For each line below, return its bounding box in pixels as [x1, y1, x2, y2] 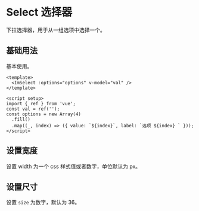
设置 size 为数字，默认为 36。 [6, 198, 80, 206]
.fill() [11, 116, 31, 123]
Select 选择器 [6, 5, 73, 19]
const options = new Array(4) [6, 111, 82, 117]
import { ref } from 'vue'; [6, 100, 76, 106]
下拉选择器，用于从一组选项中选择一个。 [6, 26, 105, 33]
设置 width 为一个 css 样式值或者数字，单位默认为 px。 [6, 163, 141, 170]
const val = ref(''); [6, 106, 60, 112]
